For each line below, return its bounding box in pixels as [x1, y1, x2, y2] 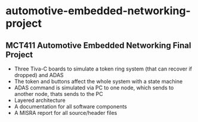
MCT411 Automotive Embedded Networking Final [5, 40, 191, 50]
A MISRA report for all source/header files [14, 110, 117, 116]
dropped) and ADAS [14, 72, 64, 78]
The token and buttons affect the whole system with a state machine [14, 78, 183, 85]
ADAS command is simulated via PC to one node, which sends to [14, 84, 174, 91]
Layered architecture [14, 97, 66, 104]
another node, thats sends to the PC [14, 91, 104, 97]
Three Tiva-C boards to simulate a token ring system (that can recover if [14, 65, 192, 72]
